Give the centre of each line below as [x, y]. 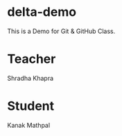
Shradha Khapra [31, 78]
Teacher [32, 59]
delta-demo [42, 12]
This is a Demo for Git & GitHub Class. [61, 31]
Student [31, 106]
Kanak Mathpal [29, 125]
